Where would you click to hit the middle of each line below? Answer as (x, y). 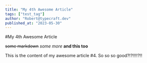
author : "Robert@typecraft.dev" (38, 18)
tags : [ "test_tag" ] (25, 14)
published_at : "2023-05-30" (34, 23)
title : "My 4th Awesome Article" (39, 9)
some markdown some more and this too (47, 46)
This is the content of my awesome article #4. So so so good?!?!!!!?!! (74, 56)
